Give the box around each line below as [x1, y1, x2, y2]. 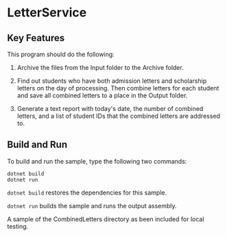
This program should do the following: [7, 50, 115, 58]
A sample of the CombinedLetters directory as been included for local [7, 214, 204, 223]
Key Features [7, 32, 65, 44]
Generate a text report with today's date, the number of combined [16, 105, 204, 112]
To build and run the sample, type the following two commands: [7, 157, 187, 165]
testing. [7, 222, 29, 230]
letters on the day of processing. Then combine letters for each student [16, 84, 219, 92]
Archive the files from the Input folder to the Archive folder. [16, 64, 184, 71]
